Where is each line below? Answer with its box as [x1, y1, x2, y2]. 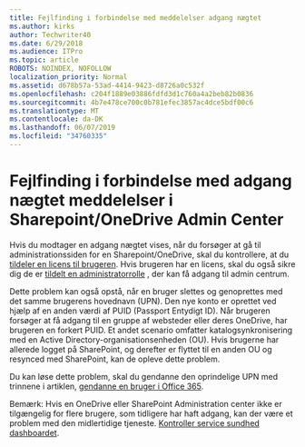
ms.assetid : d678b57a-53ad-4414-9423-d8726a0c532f [9, 81, 205, 90]
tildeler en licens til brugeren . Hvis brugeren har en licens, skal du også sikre [9, 258, 296, 269]
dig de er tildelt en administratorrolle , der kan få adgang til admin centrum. [9, 268, 290, 279]
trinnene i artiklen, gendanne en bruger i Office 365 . [9, 381, 204, 392]
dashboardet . [9, 427, 60, 438]
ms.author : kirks [9, 22, 75, 31]
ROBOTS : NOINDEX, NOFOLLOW [9, 65, 112, 74]
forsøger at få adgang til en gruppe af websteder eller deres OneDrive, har [9, 314, 288, 325]
